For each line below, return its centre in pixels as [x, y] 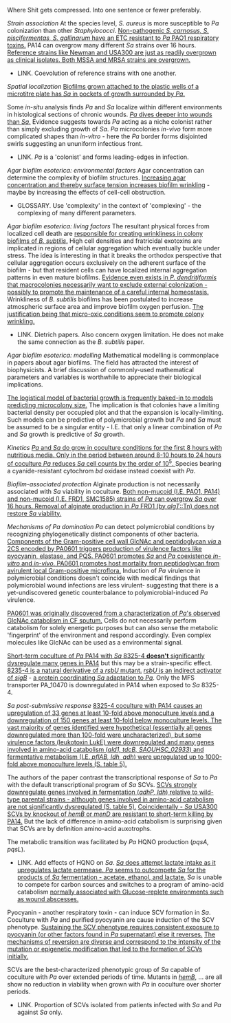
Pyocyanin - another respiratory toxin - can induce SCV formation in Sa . [109, 912]
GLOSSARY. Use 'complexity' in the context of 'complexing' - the [109, 205]
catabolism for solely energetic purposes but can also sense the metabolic [113, 627]
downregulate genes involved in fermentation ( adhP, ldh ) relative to [102, 792]
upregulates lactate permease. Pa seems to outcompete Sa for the [111, 870]
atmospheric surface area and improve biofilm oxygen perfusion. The [106, 306]
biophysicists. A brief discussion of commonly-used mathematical [101, 370]
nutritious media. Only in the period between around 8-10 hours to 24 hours [114, 455]
